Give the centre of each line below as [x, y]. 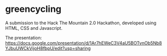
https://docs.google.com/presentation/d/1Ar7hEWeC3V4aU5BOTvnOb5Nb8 [83, 43]
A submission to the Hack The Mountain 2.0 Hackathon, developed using [81, 23]
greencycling [33, 9]
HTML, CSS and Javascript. [34, 28]
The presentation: [24, 38]
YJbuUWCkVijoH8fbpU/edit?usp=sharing [48, 48]
